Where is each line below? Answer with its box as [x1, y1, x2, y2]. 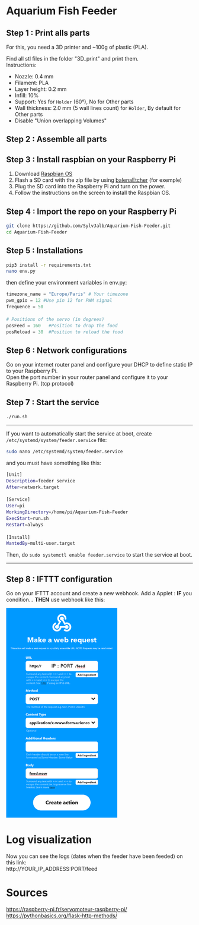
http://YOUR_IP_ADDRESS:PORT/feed [6, 865, 98, 872]
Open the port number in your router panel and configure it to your [6, 374, 169, 381]
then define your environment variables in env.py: [6, 279, 127, 286]
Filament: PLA [14, 79, 49, 86]
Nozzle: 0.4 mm [14, 73, 54, 80]
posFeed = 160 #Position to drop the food [6, 323, 118, 329]
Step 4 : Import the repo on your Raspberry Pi [6, 206, 176, 216]
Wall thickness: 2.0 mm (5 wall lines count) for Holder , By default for [14, 105, 181, 111]
